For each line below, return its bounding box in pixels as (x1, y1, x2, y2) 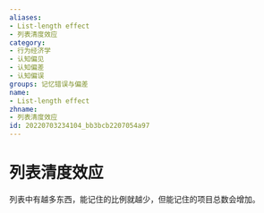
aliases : (9, 13, 42, 22)
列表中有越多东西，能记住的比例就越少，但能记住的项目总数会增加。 (9, 193, 260, 204)
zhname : (9, 105, 38, 114)
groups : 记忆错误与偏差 (9, 80, 89, 89)
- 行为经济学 (9, 47, 51, 55)
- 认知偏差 (9, 64, 45, 72)
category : (9, 38, 47, 47)
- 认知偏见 (9, 55, 45, 64)
